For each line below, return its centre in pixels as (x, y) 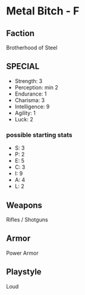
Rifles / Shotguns (27, 219)
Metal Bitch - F (43, 11)
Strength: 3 (29, 81)
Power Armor (22, 253)
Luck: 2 (24, 119)
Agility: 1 (25, 113)
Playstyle (24, 272)
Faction (20, 33)
